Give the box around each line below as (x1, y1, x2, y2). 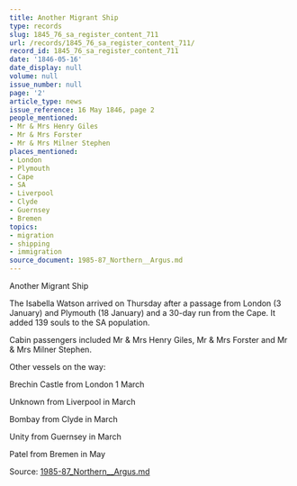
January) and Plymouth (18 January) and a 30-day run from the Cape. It (9, 308, 276, 318)
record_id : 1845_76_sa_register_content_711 (9, 47, 179, 56)
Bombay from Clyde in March (9, 414, 119, 424)
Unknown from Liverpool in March (9, 397, 136, 407)
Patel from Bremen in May (9, 449, 106, 459)
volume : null (9, 72, 58, 81)
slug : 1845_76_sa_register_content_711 (9, 30, 159, 39)
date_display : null (9, 64, 83, 73)
